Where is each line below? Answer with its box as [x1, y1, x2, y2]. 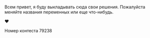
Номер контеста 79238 [4, 28, 53, 33]
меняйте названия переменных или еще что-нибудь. [4, 9, 114, 15]
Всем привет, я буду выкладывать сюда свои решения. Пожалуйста [4, 4, 146, 10]
